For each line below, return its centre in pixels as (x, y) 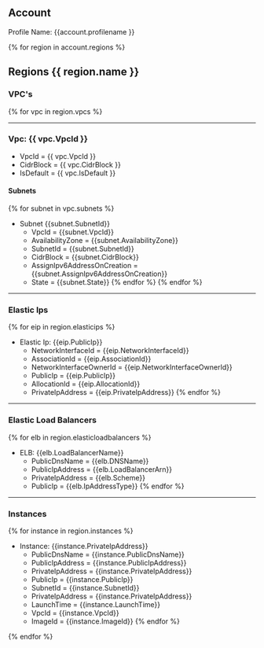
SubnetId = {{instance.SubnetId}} (85, 587)
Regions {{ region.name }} (74, 72)
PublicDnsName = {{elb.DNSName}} (90, 461)
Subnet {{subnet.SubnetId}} (64, 224)
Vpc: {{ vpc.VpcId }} (48, 139)
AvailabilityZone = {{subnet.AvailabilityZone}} (104, 240)
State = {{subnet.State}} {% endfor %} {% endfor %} (117, 282)
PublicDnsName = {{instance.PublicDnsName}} (108, 554)
